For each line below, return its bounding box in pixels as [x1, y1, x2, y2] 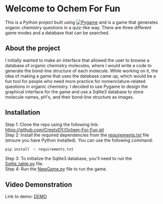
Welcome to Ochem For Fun [5, 3, 121, 14]
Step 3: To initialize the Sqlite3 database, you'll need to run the [5, 156, 132, 162]
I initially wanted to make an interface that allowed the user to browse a [5, 57, 150, 63]
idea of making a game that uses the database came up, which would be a [5, 73, 156, 79]
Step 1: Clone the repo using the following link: [5, 122, 99, 127]
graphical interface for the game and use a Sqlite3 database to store [5, 88, 144, 94]
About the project [5, 44, 61, 52]
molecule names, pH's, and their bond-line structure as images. [5, 94, 134, 100]
